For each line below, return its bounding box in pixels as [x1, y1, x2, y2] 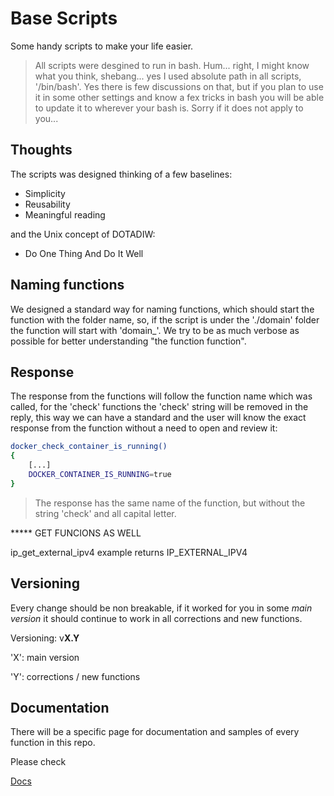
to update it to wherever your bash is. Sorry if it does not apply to [34, 102, 304, 114]
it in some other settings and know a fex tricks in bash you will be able [34, 91, 325, 103]
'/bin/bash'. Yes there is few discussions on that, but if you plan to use [34, 80, 324, 92]
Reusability [24, 198, 71, 210]
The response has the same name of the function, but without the [34, 497, 306, 509]
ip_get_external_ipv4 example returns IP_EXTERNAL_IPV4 [10, 546, 248, 558]
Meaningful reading [24, 208, 106, 221]
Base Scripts [10, 7, 118, 30]
